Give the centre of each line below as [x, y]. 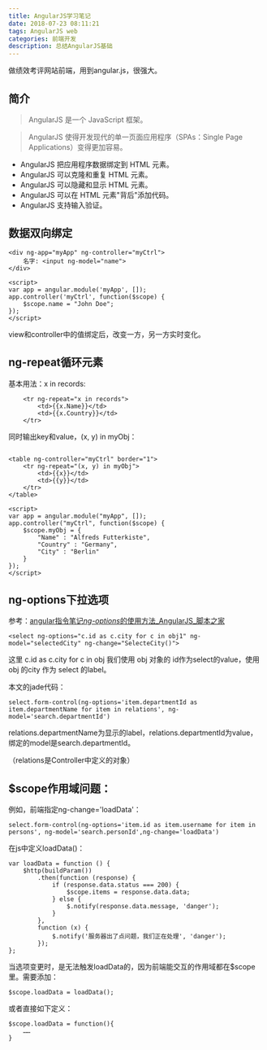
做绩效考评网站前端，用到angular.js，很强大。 [85, 71]
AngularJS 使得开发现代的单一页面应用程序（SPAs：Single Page [136, 137]
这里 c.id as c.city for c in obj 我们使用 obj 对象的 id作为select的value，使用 [134, 659]
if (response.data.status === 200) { [116, 885]
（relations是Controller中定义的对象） [71, 760]
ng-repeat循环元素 [56, 363]
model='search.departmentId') [60, 717]
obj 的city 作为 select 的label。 [60, 670]
